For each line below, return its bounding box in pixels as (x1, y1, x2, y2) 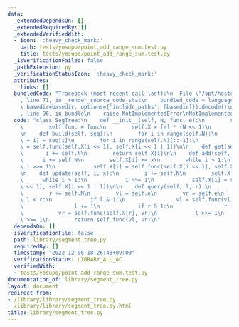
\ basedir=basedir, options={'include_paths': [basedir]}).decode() (20, 104, 228, 111)
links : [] (20, 84, 50, 91)
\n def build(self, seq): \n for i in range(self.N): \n (20, 130, 218, 137)
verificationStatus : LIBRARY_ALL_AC (14, 256, 122, 263)
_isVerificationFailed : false (14, 57, 103, 64)
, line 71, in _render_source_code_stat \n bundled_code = (20, 97, 205, 104)
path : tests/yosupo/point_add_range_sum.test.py (20, 44, 167, 51)
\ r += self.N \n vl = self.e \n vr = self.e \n (20, 190, 224, 197)
